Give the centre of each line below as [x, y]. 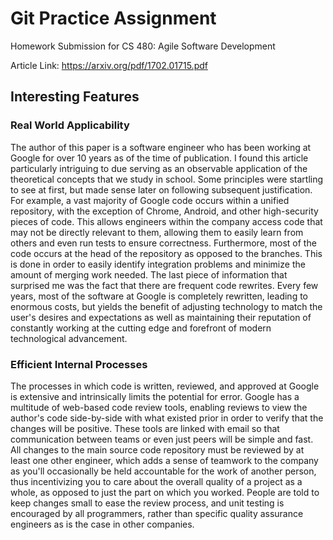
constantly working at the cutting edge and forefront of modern [141, 328]
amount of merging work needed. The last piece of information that [149, 274]
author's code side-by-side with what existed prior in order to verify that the [167, 418]
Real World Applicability [70, 125]
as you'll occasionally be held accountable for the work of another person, [163, 471]
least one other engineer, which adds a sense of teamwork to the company [164, 460]
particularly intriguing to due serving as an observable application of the [159, 168]
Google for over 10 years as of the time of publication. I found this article [159, 158]
